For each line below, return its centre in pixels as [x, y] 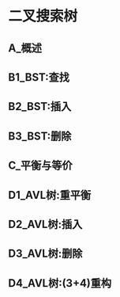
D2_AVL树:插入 [45, 224]
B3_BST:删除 [40, 136]
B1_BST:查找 [39, 77]
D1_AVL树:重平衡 [50, 195]
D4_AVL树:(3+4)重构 [60, 283]
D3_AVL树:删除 [45, 254]
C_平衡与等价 [40, 166]
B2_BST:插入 [40, 107]
